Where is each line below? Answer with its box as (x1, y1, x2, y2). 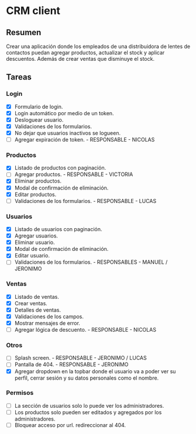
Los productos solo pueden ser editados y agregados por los (14, 408, 162, 416)
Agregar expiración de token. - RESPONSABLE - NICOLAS (14, 136, 155, 143)
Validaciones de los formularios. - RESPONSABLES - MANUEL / (14, 259, 168, 266)
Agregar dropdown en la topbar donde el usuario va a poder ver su (14, 367, 176, 375)
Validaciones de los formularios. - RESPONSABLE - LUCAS (14, 197, 157, 204)
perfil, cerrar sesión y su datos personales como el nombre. (14, 374, 159, 381)
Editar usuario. (14, 252, 50, 259)
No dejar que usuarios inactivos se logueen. (14, 129, 121, 136)
